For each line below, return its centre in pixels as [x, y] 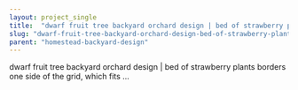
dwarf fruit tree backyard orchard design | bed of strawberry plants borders [148, 67]
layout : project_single [53, 17]
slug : [19, 34]
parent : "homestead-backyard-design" [79, 42]
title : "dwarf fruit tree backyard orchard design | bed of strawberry [146, 26]
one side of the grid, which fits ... [70, 77]
